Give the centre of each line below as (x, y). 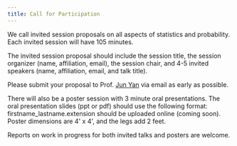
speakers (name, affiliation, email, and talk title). (78, 71)
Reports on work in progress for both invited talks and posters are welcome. (119, 135)
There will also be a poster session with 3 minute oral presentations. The (114, 98)
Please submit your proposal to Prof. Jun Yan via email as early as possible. (118, 84)
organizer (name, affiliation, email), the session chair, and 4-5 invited (108, 63)
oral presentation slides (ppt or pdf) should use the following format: (107, 106)
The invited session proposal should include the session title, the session (115, 56)
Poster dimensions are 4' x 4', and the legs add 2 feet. (86, 121)
